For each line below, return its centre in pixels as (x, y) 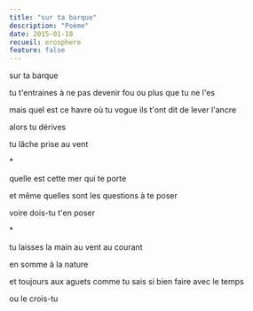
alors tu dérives (38, 127)
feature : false (37, 51)
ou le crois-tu (34, 299)
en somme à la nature (49, 264)
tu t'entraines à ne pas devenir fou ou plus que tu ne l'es (112, 93)
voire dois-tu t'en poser (52, 213)
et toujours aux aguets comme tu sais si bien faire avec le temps (126, 282)
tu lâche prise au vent (49, 144)
